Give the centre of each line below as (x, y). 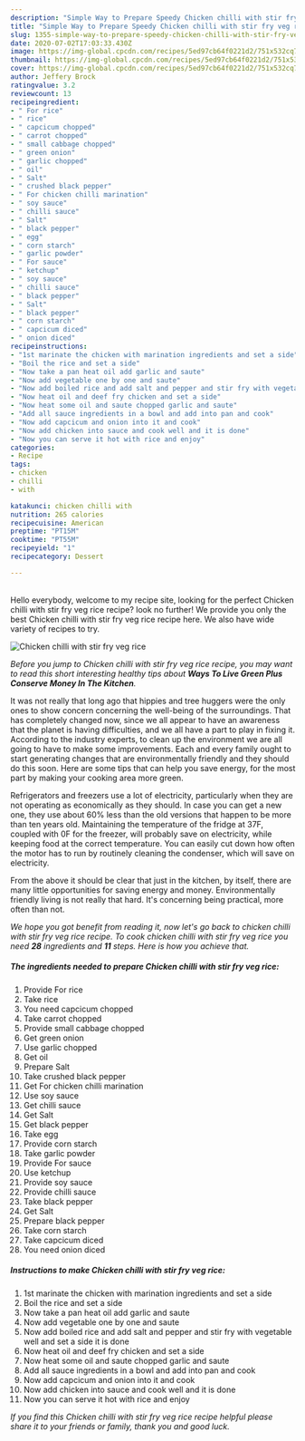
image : (23, 52)
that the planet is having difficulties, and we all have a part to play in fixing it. (152, 730)
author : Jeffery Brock (53, 77)
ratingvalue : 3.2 (43, 85)
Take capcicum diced (63, 1240)
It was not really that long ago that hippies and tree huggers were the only (148, 701)
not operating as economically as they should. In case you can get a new (146, 805)
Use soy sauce (51, 1095)
